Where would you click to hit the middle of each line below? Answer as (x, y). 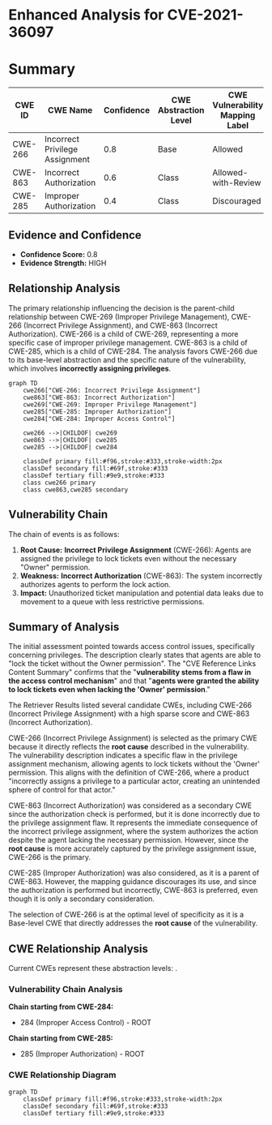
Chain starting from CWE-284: (61, 1007)
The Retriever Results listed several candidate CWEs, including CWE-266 (130, 705)
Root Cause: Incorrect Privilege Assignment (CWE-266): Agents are (136, 550)
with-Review (237, 182)
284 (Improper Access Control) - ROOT (86, 1023)
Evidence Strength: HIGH (63, 263)
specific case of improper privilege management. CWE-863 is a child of (128, 342)
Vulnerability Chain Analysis (66, 990)
